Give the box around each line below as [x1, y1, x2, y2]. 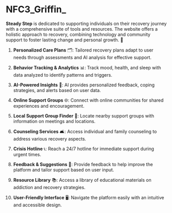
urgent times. [13, 151, 41, 157]
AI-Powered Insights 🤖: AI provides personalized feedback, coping [13, 82, 155, 88]
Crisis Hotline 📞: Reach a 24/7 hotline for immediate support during [13, 146, 155, 152]
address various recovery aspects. [13, 135, 86, 141]
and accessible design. [13, 202, 62, 208]
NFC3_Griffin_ [6, 4, 66, 15]
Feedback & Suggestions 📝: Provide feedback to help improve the [13, 161, 153, 167]
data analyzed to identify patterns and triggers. [13, 72, 113, 78]
